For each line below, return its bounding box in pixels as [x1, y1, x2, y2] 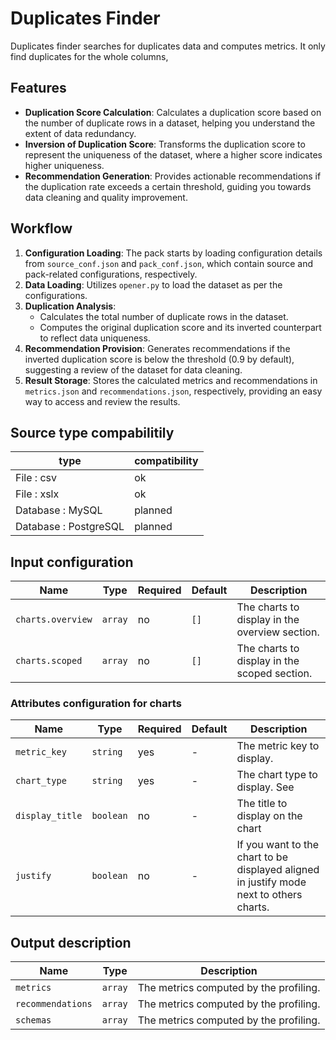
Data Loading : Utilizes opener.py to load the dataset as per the [24, 278, 283, 291]
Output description [10, 934, 132, 951]
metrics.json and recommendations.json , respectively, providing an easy [24, 385, 323, 397]
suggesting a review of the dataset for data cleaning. [24, 363, 243, 376]
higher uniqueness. [24, 159, 105, 171]
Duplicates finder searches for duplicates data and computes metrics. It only [10, 40, 326, 52]
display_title [15, 810, 83, 822]
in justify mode [236, 875, 307, 889]
